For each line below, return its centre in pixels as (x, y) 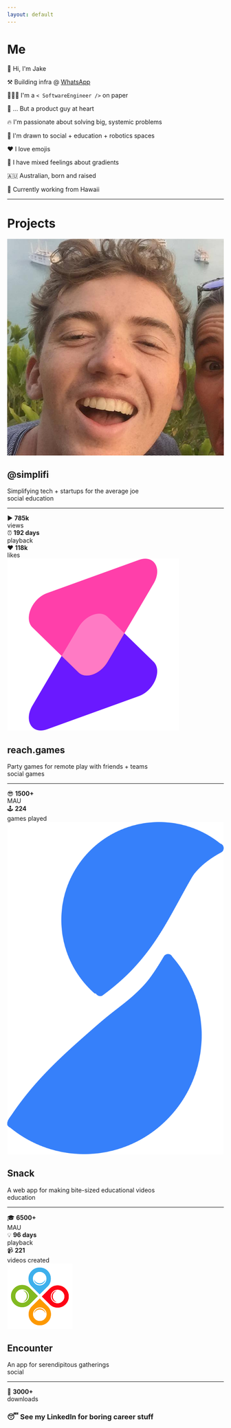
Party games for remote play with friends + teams (77, 767)
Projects (32, 223)
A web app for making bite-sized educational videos (81, 1190)
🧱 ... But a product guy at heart (51, 108)
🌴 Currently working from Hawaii (53, 189)
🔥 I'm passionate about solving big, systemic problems (85, 122)
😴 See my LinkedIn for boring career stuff (80, 1417)
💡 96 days (22, 1235)
